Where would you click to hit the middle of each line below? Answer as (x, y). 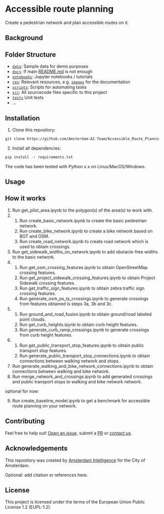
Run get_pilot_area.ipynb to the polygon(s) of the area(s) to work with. (82, 210)
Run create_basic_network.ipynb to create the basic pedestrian (83, 221)
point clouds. (32, 319)
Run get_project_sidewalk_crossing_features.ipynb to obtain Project (87, 278)
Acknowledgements (36, 448)
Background (24, 38)
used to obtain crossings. (45, 246)
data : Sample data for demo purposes (50, 67)
